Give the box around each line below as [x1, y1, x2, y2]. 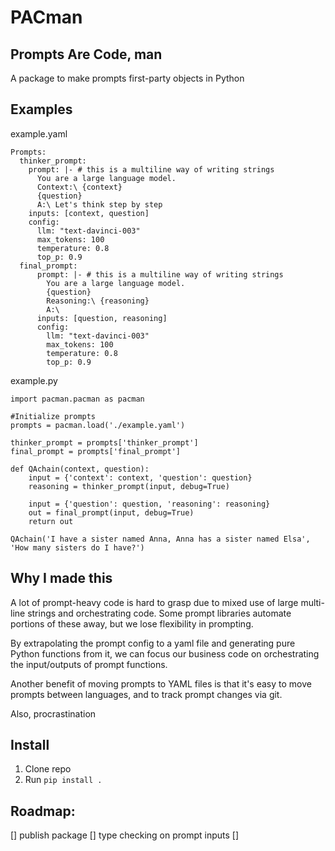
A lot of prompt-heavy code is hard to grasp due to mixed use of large [10, 596, 299, 608]
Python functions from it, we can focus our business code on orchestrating [10, 647, 320, 660]
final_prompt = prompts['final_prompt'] [10, 446, 182, 456]
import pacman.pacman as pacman [10, 394, 145, 404]
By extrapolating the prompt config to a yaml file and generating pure [10, 637, 296, 649]
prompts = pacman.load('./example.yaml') [10, 420, 186, 430]
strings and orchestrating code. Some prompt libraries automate [27, 607, 292, 619]
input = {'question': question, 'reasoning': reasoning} [28, 499, 271, 509]
